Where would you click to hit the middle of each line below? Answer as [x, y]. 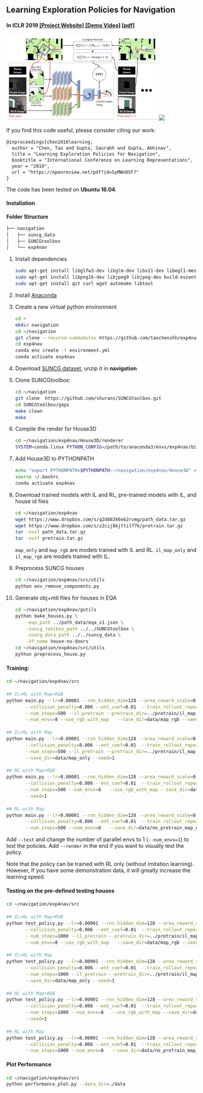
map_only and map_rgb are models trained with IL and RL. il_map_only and [106, 550]
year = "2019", [31, 166]
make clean [29, 411]
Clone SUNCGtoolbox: [43, 380]
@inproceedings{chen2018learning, [50, 142]
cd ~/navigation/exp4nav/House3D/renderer [69, 441]
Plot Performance [29, 1064]
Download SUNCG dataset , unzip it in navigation [76, 368]
